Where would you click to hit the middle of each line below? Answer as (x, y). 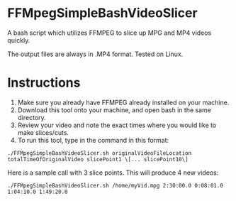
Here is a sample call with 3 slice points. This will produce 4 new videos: (113, 173)
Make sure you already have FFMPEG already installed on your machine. (123, 102)
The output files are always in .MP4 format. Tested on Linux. (95, 54)
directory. (32, 117)
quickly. (19, 40)
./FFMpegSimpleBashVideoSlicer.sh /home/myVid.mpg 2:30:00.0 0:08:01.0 (115, 185)
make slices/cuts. (43, 132)
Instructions (44, 83)
